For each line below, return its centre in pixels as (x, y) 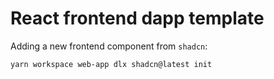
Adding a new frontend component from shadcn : (109, 46)
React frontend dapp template (137, 18)
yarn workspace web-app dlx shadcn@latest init (111, 64)
